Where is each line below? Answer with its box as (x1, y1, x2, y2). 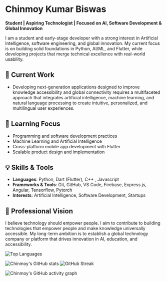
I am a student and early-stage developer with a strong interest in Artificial (5, 35, 158, 41)
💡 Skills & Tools (5, 163, 54, 172)
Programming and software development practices (12, 133, 117, 139)
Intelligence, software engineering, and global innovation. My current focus (5, 40, 160, 46)
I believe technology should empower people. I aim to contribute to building (5, 220, 161, 226)
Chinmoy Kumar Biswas (5, 3, 106, 15)
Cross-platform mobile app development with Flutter (12, 143, 121, 149)
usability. (5, 56, 24, 62)
